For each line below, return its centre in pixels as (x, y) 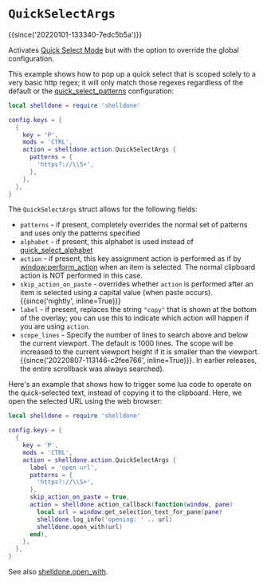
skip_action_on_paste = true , (79, 497)
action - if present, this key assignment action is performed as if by (130, 258)
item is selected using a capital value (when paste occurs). (116, 293)
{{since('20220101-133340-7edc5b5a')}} (75, 34)
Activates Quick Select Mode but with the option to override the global (124, 49)
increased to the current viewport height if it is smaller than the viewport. (139, 352)
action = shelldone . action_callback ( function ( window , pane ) (131, 505)
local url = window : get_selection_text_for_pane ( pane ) (130, 512)
